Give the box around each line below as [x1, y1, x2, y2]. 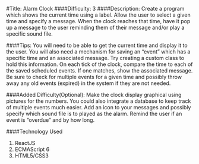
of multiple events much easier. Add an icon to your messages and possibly [6, 104, 191, 111]
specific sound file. [6, 30, 53, 37]
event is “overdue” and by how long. [6, 116, 95, 124]
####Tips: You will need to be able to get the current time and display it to [6, 42, 188, 49]
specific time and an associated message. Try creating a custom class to [6, 55, 185, 61]
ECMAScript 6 [14, 146, 50, 153]
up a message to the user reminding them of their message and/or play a [6, 24, 185, 31]
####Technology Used [6, 128, 63, 135]
